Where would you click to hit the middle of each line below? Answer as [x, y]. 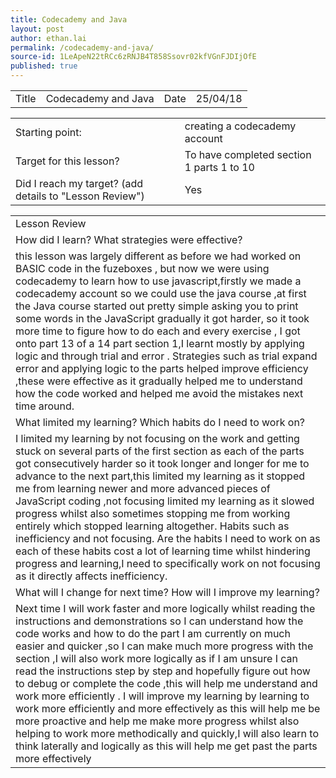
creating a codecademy [240, 126]
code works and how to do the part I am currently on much [153, 633]
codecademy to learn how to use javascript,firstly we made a [158, 281]
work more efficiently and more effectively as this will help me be [168, 708]
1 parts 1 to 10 [219, 167]
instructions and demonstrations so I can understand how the [159, 621]
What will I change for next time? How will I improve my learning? [167, 592]
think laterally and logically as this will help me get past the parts [166, 746]
